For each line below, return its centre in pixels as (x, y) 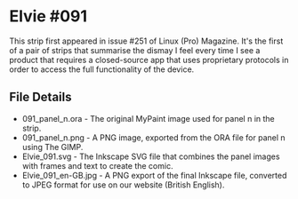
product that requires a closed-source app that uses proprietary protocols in (149, 60)
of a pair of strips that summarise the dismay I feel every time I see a (135, 50)
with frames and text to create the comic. (97, 165)
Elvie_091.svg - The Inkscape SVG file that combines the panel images (151, 156)
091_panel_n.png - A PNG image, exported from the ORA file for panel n (154, 137)
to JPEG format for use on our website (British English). (123, 185)
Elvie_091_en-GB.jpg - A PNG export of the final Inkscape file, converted (154, 175)
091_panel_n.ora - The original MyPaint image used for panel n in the (149, 118)
